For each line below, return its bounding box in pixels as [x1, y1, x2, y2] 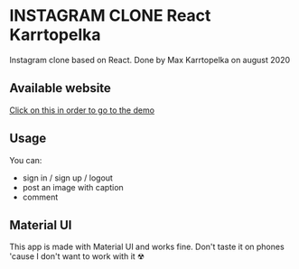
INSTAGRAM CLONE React [9, 5, 211, 26]
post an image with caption [22, 181, 124, 192]
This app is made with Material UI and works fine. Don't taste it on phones [9, 241, 285, 253]
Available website [9, 80, 111, 96]
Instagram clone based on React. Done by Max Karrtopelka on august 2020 [9, 54, 291, 65]
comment [22, 191, 59, 202]
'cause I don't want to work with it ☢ [9, 251, 145, 262]
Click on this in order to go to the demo [9, 105, 155, 116]
